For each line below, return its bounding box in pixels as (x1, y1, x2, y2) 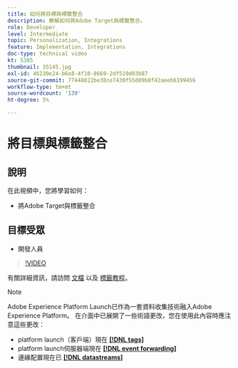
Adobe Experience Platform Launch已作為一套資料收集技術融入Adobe (7, 302, 212, 310)
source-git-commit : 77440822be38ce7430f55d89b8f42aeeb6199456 (7, 76, 196, 84)
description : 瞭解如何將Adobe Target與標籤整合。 (7, 17, 146, 24)
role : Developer (7, 23, 56, 31)
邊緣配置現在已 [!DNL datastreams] (17, 353, 123, 362)
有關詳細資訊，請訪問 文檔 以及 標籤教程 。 (7, 273, 132, 282)
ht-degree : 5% (7, 97, 50, 104)
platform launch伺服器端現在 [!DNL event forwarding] (17, 344, 177, 352)
